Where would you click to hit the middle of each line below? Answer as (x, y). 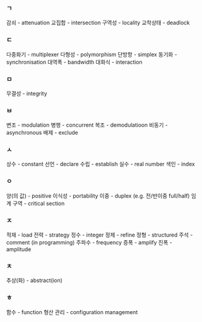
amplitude (19, 249)
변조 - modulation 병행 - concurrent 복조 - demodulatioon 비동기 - (87, 125)
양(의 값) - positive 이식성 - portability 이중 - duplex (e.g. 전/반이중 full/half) (98, 196)
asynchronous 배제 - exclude (42, 133)
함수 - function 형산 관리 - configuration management (72, 312)
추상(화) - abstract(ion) (34, 280)
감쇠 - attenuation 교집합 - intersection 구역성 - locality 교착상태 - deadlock (98, 23)
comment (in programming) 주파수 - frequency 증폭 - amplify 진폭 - (89, 243)
